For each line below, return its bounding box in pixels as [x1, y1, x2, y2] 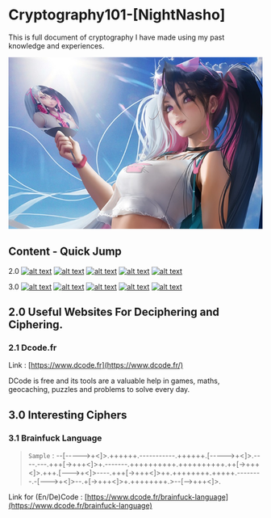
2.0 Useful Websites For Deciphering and [8, 305, 219, 318]
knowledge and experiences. [8, 40, 105, 50]
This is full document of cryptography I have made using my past [8, 32, 225, 42]
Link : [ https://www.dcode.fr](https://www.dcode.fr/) [8, 360, 184, 370]
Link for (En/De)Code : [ [8, 491, 87, 502]
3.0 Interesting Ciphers [8, 408, 127, 422]
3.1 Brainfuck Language [8, 432, 102, 444]
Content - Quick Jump [8, 245, 123, 259]
